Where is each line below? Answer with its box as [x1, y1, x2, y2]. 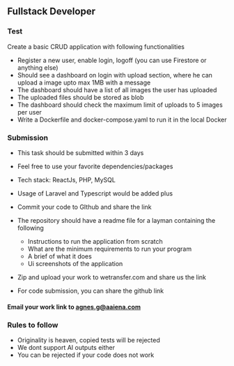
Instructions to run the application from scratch [27, 237, 164, 245]
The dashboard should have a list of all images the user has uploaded [17, 85, 217, 94]
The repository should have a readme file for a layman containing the [17, 216, 216, 224]
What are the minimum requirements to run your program [27, 244, 192, 253]
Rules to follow [7, 320, 58, 330]
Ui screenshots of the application [27, 259, 123, 268]
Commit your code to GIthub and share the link [17, 203, 152, 211]
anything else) [17, 63, 58, 72]
